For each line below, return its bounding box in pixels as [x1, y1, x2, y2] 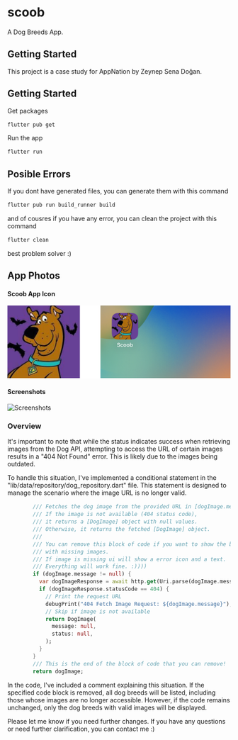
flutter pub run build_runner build [7, 201, 115, 209]
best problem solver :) [7, 249, 72, 257]
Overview [7, 421, 42, 431]
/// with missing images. [33, 548, 110, 555]
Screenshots [7, 388, 46, 396]
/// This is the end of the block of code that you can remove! [33, 660, 227, 667]
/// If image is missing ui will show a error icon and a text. [33, 556, 227, 563]
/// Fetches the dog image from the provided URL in [33, 503, 192, 510]
